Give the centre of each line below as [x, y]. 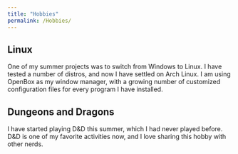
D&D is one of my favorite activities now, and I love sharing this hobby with [117, 137]
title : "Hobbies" [33, 14]
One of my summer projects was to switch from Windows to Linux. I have [115, 67]
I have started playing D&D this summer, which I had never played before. [115, 129]
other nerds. [26, 144]
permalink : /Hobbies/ [40, 21]
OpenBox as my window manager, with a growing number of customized [114, 82]
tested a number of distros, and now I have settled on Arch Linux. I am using [119, 74]
